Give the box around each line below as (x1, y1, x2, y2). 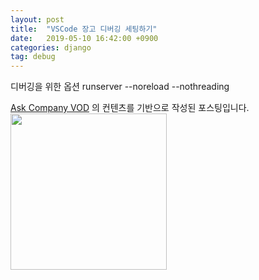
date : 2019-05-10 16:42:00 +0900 (10, 33, 159, 43)
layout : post (10, 14, 65, 25)
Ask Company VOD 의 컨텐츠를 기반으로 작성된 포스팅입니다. (10, 102, 250, 114)
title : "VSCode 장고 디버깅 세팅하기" (10, 24, 158, 34)
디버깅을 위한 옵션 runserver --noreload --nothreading (10, 81, 230, 93)
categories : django (10, 42, 92, 53)
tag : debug (10, 52, 56, 62)
